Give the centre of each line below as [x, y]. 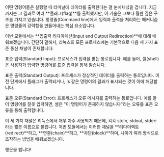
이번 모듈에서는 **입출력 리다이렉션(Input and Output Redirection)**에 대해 [78, 36]
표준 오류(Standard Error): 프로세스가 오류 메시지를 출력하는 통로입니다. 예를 [79, 98]
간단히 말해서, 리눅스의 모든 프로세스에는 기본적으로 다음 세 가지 [92, 42]
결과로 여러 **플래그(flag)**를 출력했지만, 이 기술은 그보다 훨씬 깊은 [88, 13]
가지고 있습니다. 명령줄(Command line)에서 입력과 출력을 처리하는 [77, 19]
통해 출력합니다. [29, 110]
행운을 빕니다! [18, 149]
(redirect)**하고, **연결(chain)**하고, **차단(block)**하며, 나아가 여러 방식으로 [82, 133]
